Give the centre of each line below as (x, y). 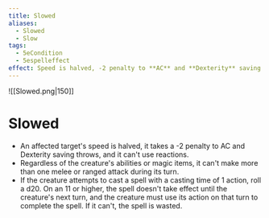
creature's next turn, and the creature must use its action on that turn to (139, 197)
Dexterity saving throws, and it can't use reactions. (104, 154)
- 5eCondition (39, 53)
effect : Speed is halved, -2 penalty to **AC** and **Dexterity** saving (135, 68)
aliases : (23, 23)
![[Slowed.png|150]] (41, 91)
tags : (17, 46)
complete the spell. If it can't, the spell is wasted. (101, 205)
